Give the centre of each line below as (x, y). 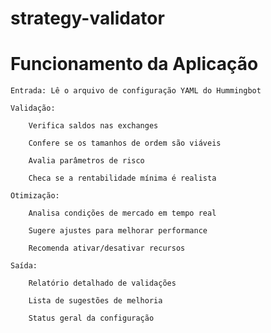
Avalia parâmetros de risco (86, 161)
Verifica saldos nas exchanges (93, 126)
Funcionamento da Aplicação (134, 64)
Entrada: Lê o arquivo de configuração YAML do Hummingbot (136, 91)
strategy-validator (87, 18)
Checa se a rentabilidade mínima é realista (122, 178)
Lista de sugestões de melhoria (95, 301)
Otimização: (35, 196)
